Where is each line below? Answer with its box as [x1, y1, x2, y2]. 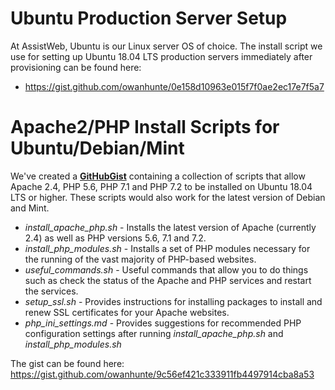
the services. [24, 285, 79, 297]
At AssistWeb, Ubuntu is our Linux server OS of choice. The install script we [10, 40, 323, 52]
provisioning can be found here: [10, 61, 142, 73]
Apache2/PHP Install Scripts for [10, 116, 280, 139]
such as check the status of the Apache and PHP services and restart [24, 274, 312, 286]
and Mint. [10, 202, 50, 214]
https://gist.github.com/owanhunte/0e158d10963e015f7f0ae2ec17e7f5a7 [24, 80, 325, 92]
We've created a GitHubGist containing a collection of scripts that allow [10, 170, 306, 182]
